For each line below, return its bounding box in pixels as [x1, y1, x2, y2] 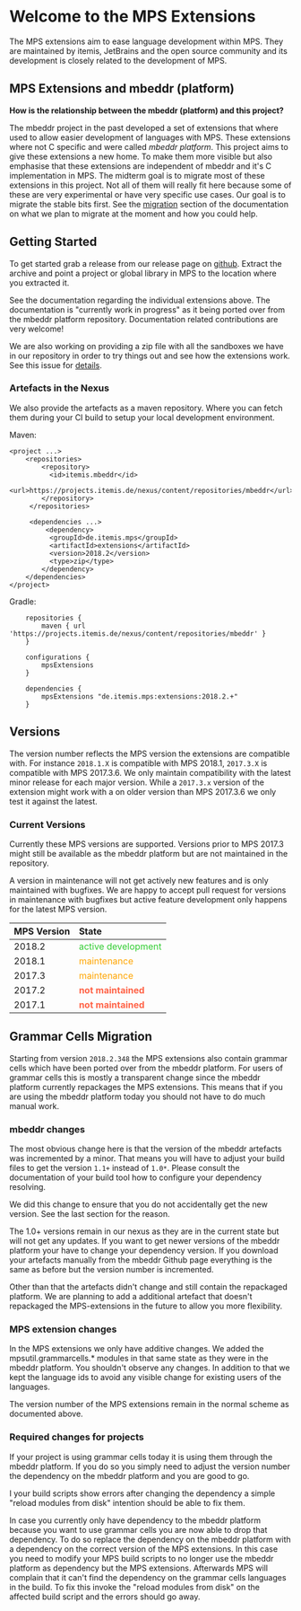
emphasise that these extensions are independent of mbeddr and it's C [9, 160, 271, 172]
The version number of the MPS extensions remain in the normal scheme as [9, 1399, 289, 1410]
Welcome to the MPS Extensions [9, 6, 256, 27]
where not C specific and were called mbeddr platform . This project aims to [9, 141, 288, 152]
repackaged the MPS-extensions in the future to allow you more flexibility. [9, 1300, 283, 1312]
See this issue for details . [9, 359, 103, 370]
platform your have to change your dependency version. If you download [9, 1246, 279, 1256]
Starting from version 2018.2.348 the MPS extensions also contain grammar [9, 1052, 288, 1063]
